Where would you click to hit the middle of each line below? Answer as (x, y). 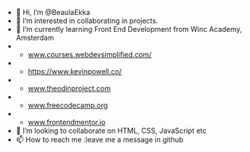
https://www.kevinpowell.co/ (74, 71)
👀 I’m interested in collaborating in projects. (87, 21)
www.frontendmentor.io (66, 122)
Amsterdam (35, 37)
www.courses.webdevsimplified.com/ (90, 55)
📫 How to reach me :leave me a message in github (100, 140)
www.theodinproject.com (69, 88)
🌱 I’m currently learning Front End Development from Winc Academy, (129, 29)
